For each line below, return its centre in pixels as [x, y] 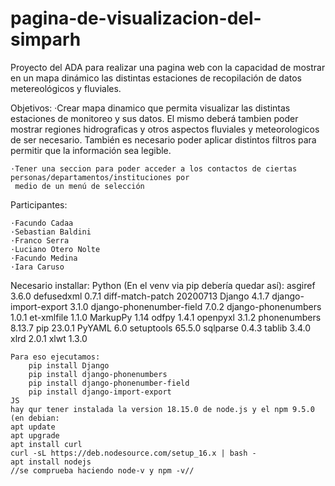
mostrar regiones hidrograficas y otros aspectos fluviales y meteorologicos [165, 129]
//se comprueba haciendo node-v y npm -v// [102, 470]
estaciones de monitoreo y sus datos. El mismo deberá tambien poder [154, 118]
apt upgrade [35, 435]
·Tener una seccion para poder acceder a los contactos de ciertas [154, 168]
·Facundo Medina [44, 258]
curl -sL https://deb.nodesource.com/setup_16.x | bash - [133, 453]
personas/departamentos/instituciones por [100, 177]
